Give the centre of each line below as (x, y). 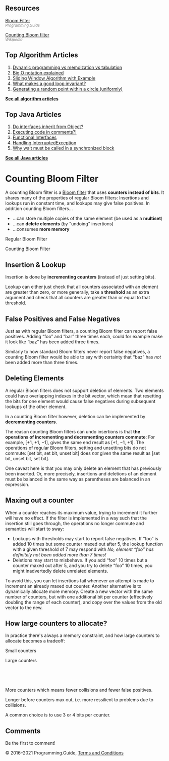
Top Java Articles (33, 115)
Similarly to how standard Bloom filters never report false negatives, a (78, 352)
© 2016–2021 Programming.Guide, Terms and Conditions (64, 753)
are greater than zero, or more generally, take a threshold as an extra (77, 292)
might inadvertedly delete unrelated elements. (60, 571)
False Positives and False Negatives (63, 319)
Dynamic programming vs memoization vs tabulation (67, 67)
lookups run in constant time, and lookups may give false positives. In (77, 203)
